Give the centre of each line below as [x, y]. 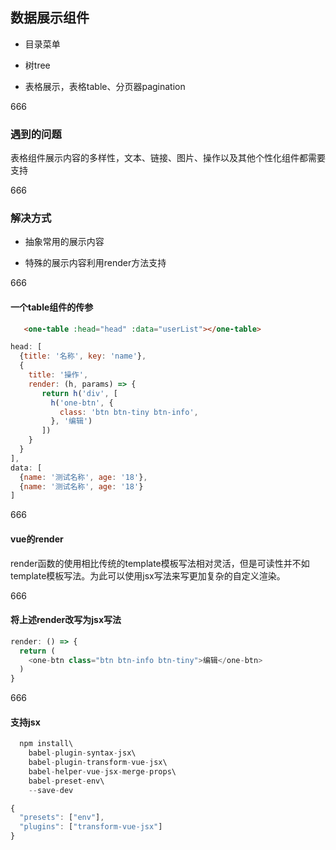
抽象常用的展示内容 [64, 242]
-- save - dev [51, 790]
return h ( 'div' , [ [79, 393]
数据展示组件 [50, 18]
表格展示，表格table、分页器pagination [105, 86]
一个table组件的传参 [52, 307]
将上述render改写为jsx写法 [66, 620]
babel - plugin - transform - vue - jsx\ [98, 763]
